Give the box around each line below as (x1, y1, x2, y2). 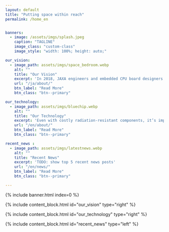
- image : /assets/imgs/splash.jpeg (10, 35, 84, 40)
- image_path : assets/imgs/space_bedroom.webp (10, 62, 109, 68)
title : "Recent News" (14, 155, 59, 160)
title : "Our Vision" (14, 72, 57, 77)
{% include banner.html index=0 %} (5, 191, 79, 198)
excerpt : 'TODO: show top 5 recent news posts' (14, 160, 116, 165)
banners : (5, 30, 24, 35)
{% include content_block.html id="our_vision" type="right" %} (5, 201, 136, 207)
